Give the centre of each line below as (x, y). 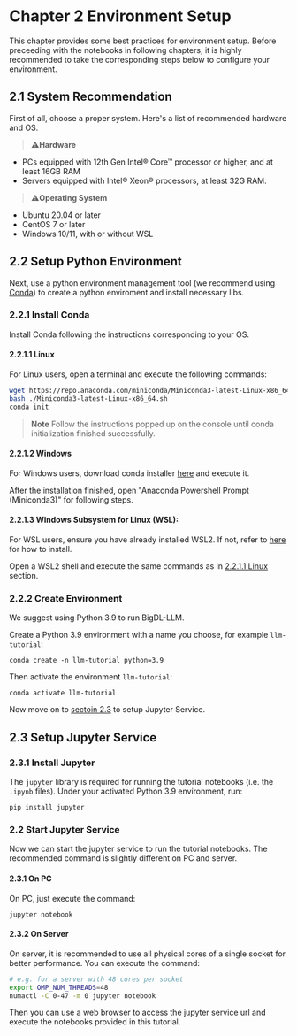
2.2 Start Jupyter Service (65, 829)
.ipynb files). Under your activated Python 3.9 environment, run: (126, 791)
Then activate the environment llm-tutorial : (91, 677)
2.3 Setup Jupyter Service (83, 737)
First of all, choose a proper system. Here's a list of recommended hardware (148, 118)
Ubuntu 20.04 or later (61, 215)
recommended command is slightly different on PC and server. (123, 858)
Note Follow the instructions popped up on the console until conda (152, 424)
